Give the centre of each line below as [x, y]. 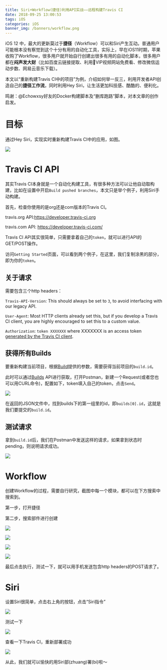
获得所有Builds [28, 354]
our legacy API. [21, 306]
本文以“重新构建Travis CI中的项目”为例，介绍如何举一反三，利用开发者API [81, 79]
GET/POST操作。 [23, 243]
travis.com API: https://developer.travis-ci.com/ [54, 227]
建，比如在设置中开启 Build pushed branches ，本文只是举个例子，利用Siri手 [82, 190]
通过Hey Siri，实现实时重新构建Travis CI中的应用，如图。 [64, 140]
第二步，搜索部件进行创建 [31, 518]
